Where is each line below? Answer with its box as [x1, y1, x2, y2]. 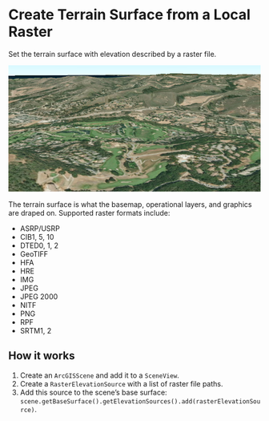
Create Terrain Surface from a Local [8, 6, 251, 24]
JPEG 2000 [19, 291, 58, 302]
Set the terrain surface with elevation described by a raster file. [8, 49, 217, 59]
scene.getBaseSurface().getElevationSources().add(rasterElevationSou [19, 397, 261, 406]
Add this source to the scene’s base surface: [19, 387, 167, 397]
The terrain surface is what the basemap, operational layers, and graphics [8, 199, 252, 209]
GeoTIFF [19, 249, 49, 258]
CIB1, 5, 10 [19, 232, 54, 241]
